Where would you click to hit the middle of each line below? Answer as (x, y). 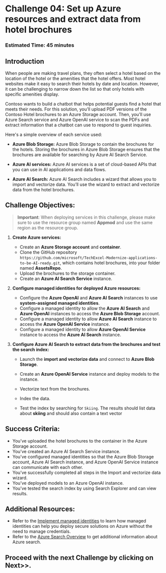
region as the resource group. (48, 228)
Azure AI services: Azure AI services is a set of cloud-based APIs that (84, 164)
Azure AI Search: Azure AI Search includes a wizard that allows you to (84, 179)
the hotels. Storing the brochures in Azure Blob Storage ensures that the (86, 149)
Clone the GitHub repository (48, 252)
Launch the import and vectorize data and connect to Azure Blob (87, 359)
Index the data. (35, 398)
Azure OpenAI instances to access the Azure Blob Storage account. (90, 313)
